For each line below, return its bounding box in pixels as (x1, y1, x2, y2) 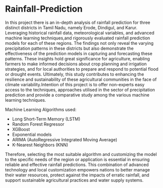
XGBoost (12, 126, 30, 132)
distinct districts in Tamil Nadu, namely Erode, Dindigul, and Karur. (5, 24, 138, 30)
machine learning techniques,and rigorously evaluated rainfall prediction (5, 35, 150, 41)
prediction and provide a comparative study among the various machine (5, 92, 150, 98)
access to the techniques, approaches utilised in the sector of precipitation (5, 87, 155, 93)
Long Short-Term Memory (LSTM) (12, 116, 81, 122)
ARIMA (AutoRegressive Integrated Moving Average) (12, 136, 118, 142)
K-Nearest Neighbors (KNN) (12, 142, 69, 148)
